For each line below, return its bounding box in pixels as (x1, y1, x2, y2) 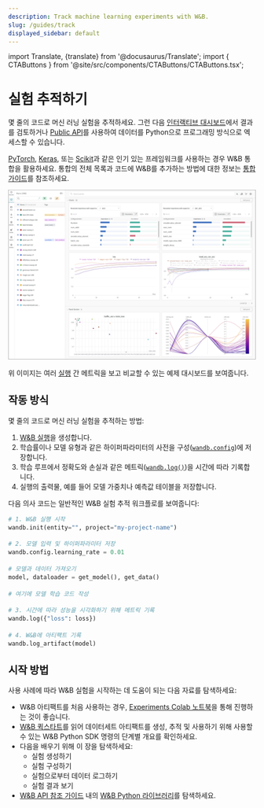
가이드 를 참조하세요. (8, 174, 69, 183)
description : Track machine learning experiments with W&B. (8, 13, 210, 20)
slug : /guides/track (8, 20, 76, 29)
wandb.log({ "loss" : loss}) (8, 614, 97, 623)
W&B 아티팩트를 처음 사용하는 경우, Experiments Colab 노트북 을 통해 (19, 703, 233, 712)
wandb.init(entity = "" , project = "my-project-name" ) (8, 523, 178, 531)
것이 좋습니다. (27, 712, 71, 721)
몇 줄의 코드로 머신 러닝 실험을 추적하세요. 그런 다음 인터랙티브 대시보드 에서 (8, 118, 239, 127)
